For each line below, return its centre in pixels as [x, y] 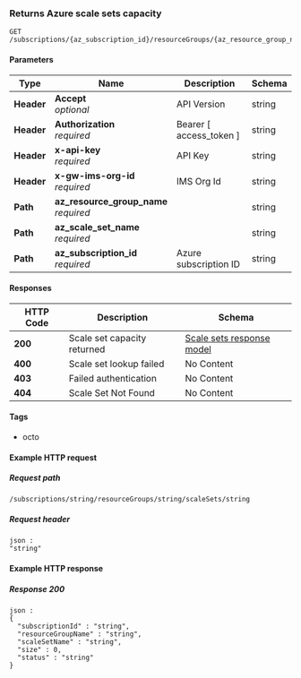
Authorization [85, 124]
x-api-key [78, 150]
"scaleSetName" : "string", [70, 642]
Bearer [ [193, 124]
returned [87, 349]
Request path [35, 478]
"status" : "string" [56, 657]
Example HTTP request [53, 457]
